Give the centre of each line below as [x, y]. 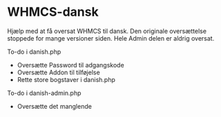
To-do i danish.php [34, 52]
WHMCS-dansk [53, 12]
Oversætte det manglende [54, 106]
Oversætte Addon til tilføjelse [58, 72]
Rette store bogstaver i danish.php [66, 79]
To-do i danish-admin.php [44, 93]
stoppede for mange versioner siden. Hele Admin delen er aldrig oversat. [111, 38]
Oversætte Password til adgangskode [70, 65]
